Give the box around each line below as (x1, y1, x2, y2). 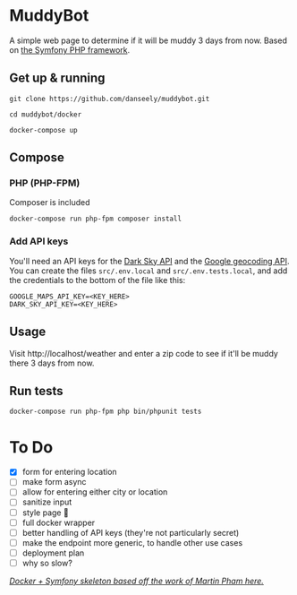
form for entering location (21, 467, 118, 478)
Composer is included (9, 197, 90, 208)
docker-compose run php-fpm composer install (9, 214, 182, 224)
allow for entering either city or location (21, 487, 168, 497)
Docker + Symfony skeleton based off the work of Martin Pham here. (9, 575, 264, 586)
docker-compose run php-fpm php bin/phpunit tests (9, 407, 202, 417)
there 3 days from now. (9, 358, 95, 368)
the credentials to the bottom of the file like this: (9, 274, 186, 285)
